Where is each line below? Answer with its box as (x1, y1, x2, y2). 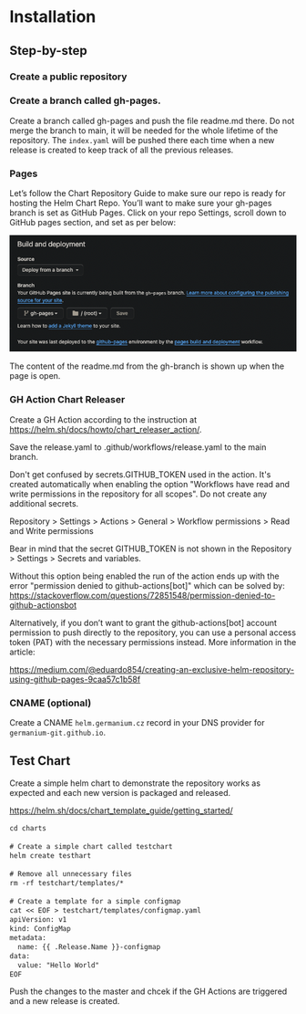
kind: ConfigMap (9, 924, 71, 933)
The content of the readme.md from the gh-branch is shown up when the (9, 361, 285, 371)
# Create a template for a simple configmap (9, 896, 181, 905)
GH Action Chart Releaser (9, 393, 126, 406)
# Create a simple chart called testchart (9, 842, 173, 851)
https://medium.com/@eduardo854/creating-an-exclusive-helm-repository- (9, 664, 295, 674)
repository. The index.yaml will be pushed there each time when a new (9, 134, 275, 145)
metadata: (9, 933, 47, 942)
